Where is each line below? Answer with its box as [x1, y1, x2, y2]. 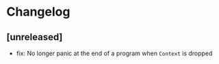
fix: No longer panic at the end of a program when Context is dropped [16, 49, 213, 57]
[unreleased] [6, 31, 63, 43]
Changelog [6, 4, 70, 20]
